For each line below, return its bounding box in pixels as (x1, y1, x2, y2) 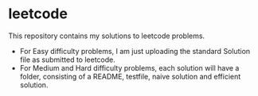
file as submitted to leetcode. (19, 55, 115, 64)
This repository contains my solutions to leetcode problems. (8, 31, 205, 40)
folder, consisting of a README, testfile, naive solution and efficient (19, 71, 241, 81)
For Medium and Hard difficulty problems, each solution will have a (19, 63, 240, 72)
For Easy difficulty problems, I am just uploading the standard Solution (19, 46, 251, 56)
